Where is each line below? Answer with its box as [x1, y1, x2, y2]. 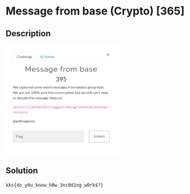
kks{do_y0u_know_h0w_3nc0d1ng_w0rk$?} [5, 183, 103, 189]
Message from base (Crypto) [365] [5, 4, 185, 18]
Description [5, 28, 51, 39]
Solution [5, 166, 38, 176]
